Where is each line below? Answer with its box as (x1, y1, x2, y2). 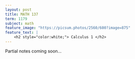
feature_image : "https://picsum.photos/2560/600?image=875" (5, 26, 131, 30)
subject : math (5, 21, 34, 26)
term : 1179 (5, 16, 27, 21)
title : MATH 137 (5, 12, 38, 17)
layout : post (5, 7, 32, 12)
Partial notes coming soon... (5, 48, 62, 54)
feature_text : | (5, 30, 38, 35)
